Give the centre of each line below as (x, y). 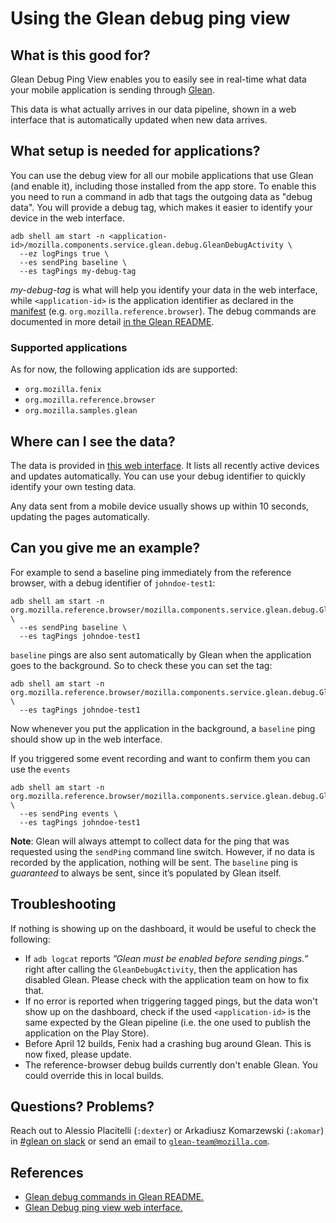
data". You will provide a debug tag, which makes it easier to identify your (161, 207)
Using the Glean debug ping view (150, 18)
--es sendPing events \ (68, 813)
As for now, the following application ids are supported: (124, 369)
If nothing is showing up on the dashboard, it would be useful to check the (163, 928)
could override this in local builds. (94, 1075)
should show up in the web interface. (86, 739)
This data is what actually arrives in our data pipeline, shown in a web (153, 109)
